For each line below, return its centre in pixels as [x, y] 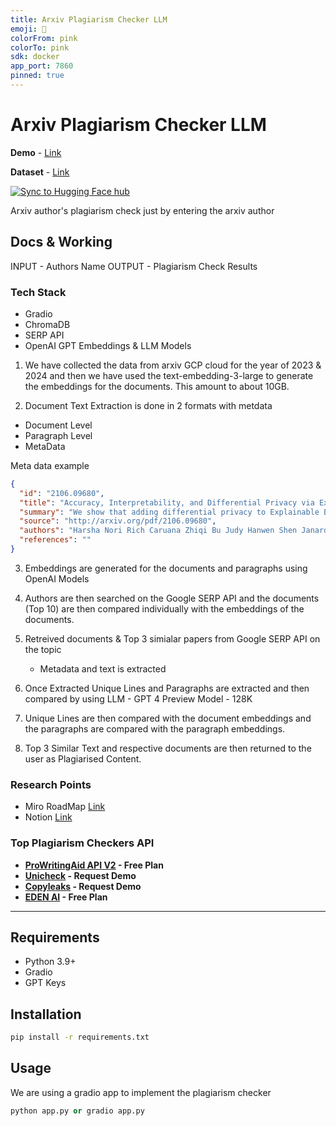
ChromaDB [47, 324]
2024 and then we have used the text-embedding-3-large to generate [169, 375]
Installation [46, 1014]
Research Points [51, 784]
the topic [43, 649]
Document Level [58, 425]
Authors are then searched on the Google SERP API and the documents [172, 598]
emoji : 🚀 [28, 29]
